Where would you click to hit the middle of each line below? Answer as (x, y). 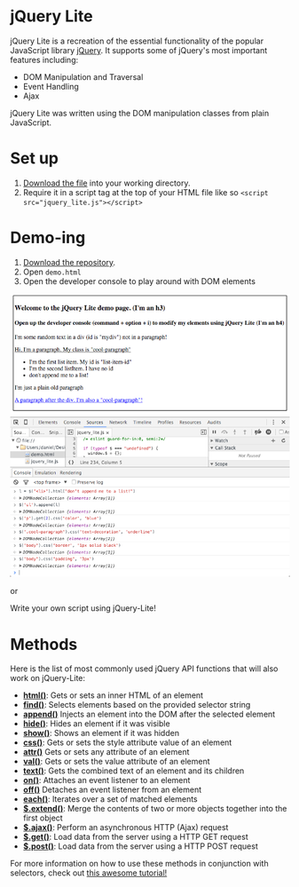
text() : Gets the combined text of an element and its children (134, 771)
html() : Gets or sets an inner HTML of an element (113, 695)
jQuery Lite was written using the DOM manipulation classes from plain (140, 113)
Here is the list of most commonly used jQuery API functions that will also (144, 669)
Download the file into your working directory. (106, 183)
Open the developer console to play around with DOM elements (139, 281)
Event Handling (51, 86)
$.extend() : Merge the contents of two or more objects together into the (155, 809)
